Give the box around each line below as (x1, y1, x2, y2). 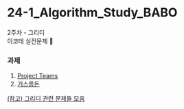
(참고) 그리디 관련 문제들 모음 (7, 95, 85, 103)
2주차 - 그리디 (7, 28, 45, 36)
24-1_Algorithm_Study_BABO (7, 5, 178, 21)
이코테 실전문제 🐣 (7, 36, 54, 45)
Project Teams (16, 72, 58, 80)
